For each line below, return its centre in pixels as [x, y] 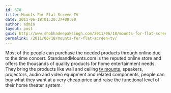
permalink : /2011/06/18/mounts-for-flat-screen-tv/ [61, 39]
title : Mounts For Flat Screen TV [42, 15]
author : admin [20, 24]
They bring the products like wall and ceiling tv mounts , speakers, [74, 69]
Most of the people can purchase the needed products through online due [83, 53]
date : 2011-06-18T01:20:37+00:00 [41, 19]
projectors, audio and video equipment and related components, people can [85, 74]
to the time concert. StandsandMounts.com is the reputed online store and [83, 58]
